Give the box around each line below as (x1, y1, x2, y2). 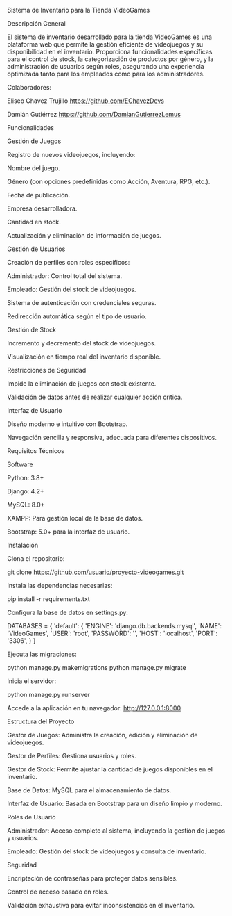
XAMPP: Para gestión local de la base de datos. (7, 514, 143, 522)
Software (7, 460, 33, 468)
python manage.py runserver (7, 691, 90, 698)
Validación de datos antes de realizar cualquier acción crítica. (7, 393, 183, 401)
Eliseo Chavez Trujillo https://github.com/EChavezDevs (7, 97, 165, 105)
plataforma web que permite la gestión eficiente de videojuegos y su (7, 40, 203, 48)
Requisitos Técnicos (7, 447, 64, 455)
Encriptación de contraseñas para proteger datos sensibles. (7, 874, 178, 882)
